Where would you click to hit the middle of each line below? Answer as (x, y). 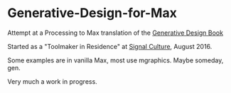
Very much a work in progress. (52, 81)
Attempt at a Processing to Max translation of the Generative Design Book (116, 33)
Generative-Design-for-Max (92, 13)
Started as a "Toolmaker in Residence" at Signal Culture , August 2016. (110, 46)
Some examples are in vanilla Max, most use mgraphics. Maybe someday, (116, 60)
